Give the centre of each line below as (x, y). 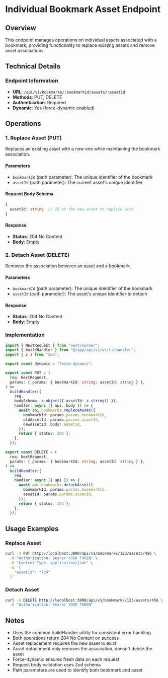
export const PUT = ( (28, 373)
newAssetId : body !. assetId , (53, 424)
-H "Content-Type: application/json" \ (52, 563)
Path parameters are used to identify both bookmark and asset (77, 670)
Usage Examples (32, 529)
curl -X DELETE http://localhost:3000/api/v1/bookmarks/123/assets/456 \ (84, 600)
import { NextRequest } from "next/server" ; (53, 345)
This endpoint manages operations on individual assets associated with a (81, 40)
